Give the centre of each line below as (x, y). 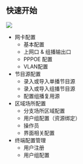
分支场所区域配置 (44, 110)
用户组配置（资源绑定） (52, 118)
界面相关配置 (39, 133)
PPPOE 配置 (38, 59)
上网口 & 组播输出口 (47, 51)
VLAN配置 (36, 66)
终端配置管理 (30, 140)
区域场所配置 (30, 103)
